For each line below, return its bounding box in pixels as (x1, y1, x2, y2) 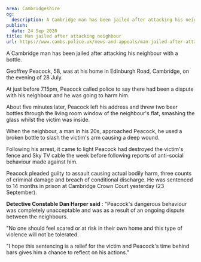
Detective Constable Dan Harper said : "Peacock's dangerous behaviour (6, 201, 187, 208)
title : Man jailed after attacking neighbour (6, 33, 121, 39)
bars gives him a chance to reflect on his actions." (6, 249, 130, 256)
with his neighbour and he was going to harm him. (6, 92, 130, 99)
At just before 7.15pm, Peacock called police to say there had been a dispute (6, 85, 194, 93)
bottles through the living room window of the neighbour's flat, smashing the (6, 110, 195, 117)
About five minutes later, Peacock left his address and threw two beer (6, 103, 178, 110)
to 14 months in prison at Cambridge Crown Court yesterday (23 (6, 183, 165, 190)
